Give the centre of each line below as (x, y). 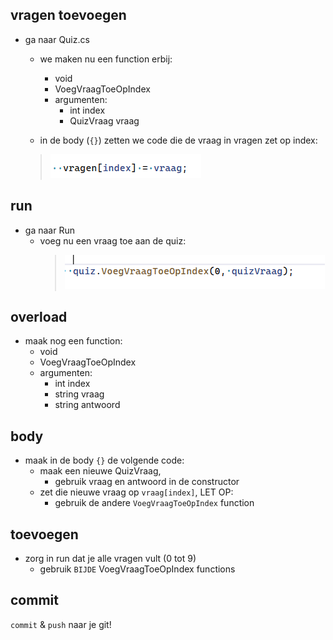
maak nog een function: (73, 341)
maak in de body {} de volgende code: (104, 460)
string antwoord (87, 405)
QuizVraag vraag (104, 120)
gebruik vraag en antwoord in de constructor (147, 482)
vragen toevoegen (68, 15)
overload (39, 317)
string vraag (79, 394)
